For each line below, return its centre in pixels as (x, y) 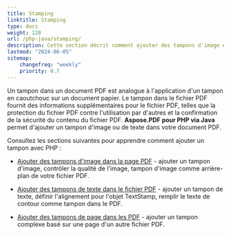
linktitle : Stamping (37, 20)
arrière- (212, 168)
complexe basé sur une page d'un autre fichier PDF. (91, 224)
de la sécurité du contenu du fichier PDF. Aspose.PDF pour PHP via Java (111, 120)
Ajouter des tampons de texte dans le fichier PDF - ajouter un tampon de (120, 189)
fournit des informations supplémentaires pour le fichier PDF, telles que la (111, 105)
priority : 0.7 (40, 71)
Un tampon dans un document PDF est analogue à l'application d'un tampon (115, 91)
